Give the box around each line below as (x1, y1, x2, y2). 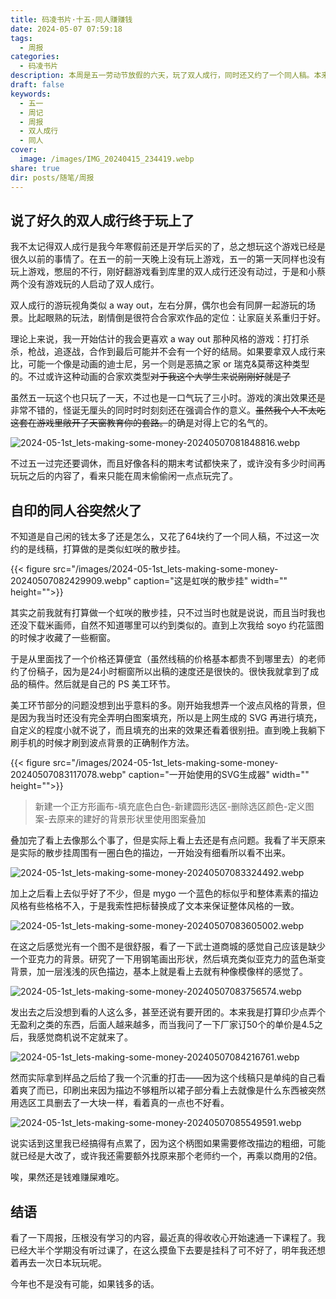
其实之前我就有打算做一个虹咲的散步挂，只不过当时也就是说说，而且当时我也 (10, 607, 326, 619)
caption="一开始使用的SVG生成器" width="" (128, 769, 310, 781)
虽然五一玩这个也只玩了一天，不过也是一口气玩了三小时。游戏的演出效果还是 (10, 392, 326, 404)
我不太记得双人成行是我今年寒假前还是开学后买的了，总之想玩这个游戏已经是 (10, 241, 326, 253)
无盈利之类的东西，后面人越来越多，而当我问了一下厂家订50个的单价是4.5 (10, 1019, 315, 1031)
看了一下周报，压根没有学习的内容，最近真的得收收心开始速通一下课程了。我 (10, 1231, 326, 1243)
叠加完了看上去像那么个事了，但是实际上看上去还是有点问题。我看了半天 (10, 834, 308, 846)
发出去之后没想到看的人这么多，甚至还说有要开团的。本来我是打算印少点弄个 (10, 1006, 326, 1018)
